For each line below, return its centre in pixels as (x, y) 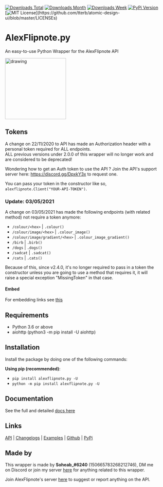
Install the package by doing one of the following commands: (66, 359)
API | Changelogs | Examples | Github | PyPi (49, 438)
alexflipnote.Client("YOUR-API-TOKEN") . (46, 189)
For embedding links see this (34, 300)
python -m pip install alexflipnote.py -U (56, 384)
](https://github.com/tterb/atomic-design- (78, 13)
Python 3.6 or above (32, 327)
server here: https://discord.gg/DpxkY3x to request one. (61, 174)
